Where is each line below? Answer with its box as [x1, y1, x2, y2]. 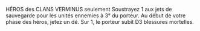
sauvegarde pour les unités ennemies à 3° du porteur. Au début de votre [5, 12, 186, 19]
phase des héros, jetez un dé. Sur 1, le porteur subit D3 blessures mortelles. [5, 18, 195, 25]
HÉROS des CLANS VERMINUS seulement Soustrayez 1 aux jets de [5, 6, 172, 13]
